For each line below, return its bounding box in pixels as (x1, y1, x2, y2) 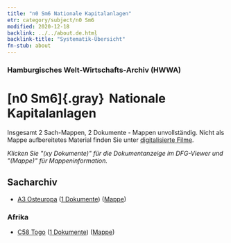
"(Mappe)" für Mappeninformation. (7, 156, 108, 165)
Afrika (7, 212, 29, 222)
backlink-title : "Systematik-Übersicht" (7, 36, 126, 43)
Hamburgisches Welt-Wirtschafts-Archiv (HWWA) (7, 65, 182, 75)
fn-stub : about (7, 42, 51, 49)
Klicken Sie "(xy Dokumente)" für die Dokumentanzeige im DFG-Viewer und (7, 149, 223, 157)
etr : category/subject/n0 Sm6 (7, 17, 95, 24)
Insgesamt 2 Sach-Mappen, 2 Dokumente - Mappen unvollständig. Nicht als (7, 128, 225, 136)
